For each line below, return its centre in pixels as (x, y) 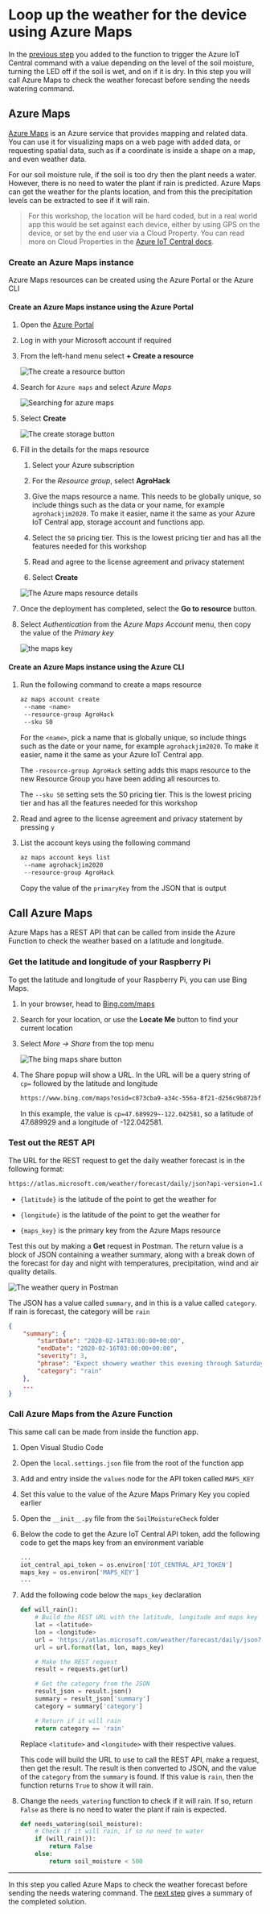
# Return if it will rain (78, 1721)
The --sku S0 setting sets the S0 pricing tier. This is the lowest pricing (135, 794)
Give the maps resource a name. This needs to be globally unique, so (147, 496)
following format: (37, 1169)
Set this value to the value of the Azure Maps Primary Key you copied (135, 1494)
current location (46, 1028)
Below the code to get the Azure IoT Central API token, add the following (140, 1534)
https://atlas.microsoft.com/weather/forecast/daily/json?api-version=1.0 (136, 1183)
